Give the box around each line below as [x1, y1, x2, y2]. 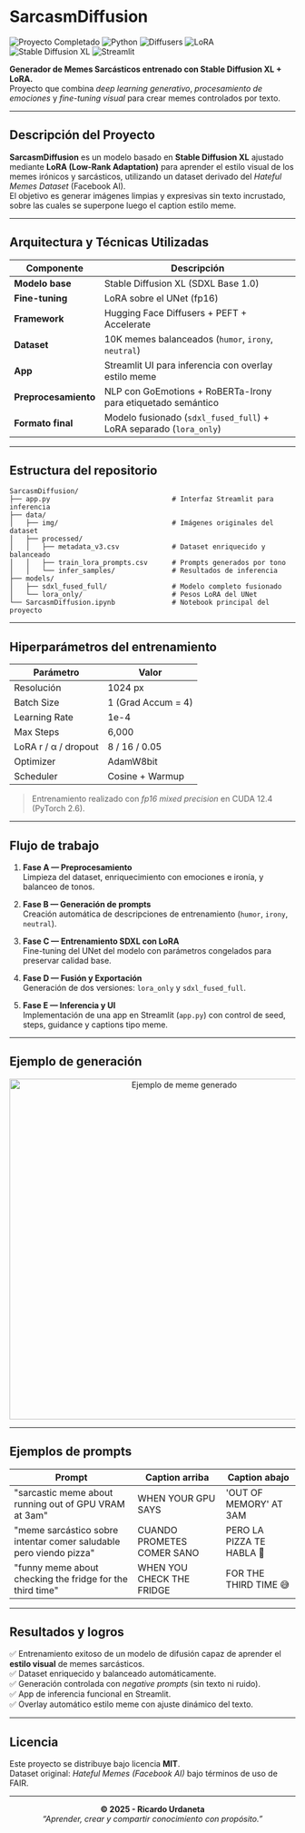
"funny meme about [14, 1561, 99, 1573]
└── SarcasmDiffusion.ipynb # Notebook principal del [9, 598, 271, 608]
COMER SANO [137, 1546, 200, 1559]
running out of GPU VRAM [14, 1497, 125, 1510]
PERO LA [225, 1523, 264, 1536]
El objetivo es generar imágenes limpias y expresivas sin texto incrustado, [9, 190, 286, 201]
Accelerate [103, 318, 152, 331]
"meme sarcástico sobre [14, 1523, 119, 1536]
